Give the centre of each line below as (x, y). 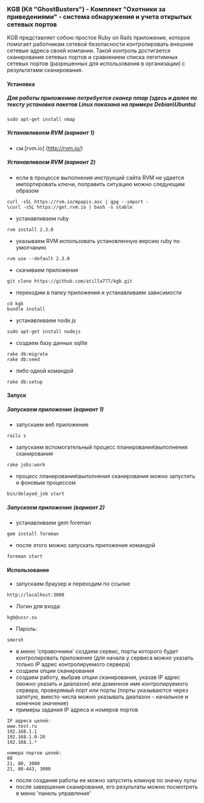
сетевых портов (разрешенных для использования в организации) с (96, 64)
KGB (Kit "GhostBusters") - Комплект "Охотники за (86, 9)
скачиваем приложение (47, 270)
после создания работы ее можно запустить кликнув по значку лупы (106, 780)
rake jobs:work (26, 465)
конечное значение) (42, 703)
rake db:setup (25, 382)
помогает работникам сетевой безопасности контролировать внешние (100, 44)
